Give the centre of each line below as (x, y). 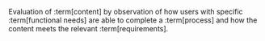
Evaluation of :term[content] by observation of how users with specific (126, 12)
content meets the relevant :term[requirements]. (88, 29)
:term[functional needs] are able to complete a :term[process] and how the (133, 20)
